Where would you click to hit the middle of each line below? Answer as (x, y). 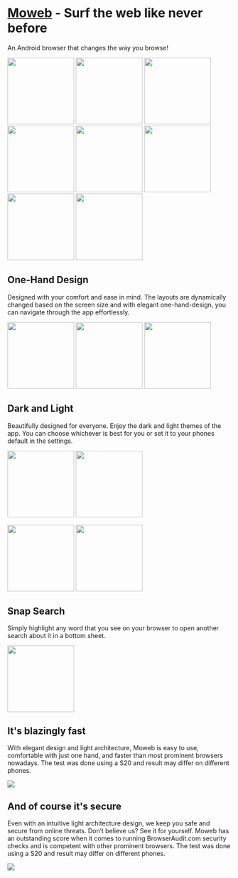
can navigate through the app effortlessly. (69, 312)
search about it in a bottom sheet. (56, 636)
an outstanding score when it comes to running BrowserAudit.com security (117, 838)
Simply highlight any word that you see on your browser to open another (113, 628)
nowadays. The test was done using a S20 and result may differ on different (118, 763)
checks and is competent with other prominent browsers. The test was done (119, 846)
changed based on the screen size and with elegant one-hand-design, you (117, 304)
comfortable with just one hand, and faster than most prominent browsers (115, 756)
